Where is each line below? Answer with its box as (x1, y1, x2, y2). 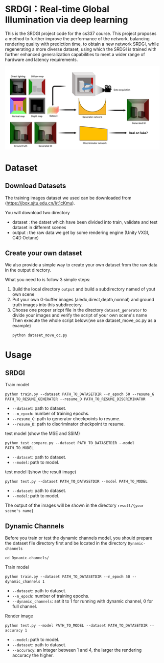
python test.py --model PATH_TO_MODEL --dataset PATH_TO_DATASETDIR (5, 623, 148, 628)
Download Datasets (5, 182, 66, 190)
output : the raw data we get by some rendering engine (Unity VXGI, (12, 230, 149, 235)
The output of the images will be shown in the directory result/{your (5, 502, 144, 508)
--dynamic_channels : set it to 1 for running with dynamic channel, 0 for (12, 598, 153, 604)
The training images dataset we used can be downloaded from (5, 195, 132, 201)
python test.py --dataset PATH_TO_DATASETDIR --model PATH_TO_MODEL (5, 479, 148, 484)
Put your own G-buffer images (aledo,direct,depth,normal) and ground (12, 297, 154, 303)
